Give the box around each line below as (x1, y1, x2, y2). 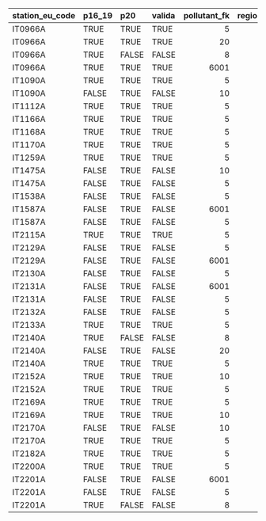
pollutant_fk (183, 10, 230, 21)
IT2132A (12, 306, 46, 318)
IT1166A (12, 114, 46, 124)
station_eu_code (12, 10, 76, 21)
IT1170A (12, 139, 46, 150)
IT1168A (12, 127, 46, 137)
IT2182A (12, 448, 46, 458)
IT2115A (12, 230, 46, 240)
